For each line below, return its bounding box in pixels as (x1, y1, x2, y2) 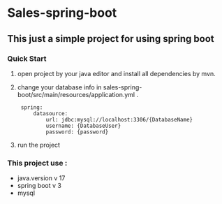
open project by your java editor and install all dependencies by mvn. (17, 69, 216, 78)
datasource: (33, 110, 68, 117)
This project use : (7, 158, 68, 168)
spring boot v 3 (17, 182, 61, 190)
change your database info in (17, 82, 102, 92)
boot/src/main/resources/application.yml (17, 90, 135, 99)
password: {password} (45, 128, 109, 136)
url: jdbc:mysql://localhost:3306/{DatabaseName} (45, 116, 193, 123)
